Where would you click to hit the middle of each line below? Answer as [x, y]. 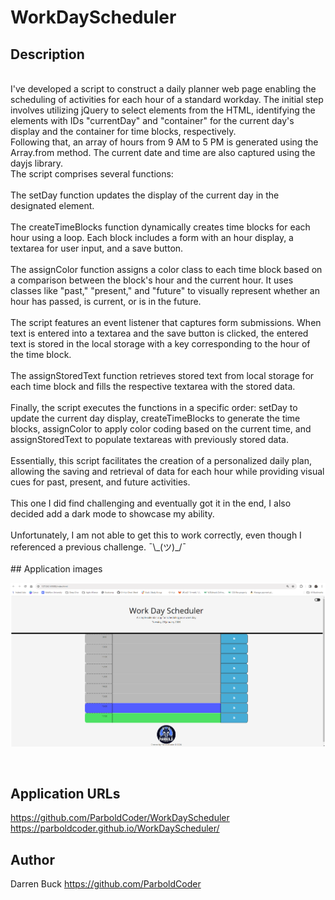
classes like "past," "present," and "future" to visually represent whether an [165, 290]
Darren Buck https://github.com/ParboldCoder [106, 884]
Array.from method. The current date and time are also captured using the [163, 152]
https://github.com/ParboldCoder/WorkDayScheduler [120, 818]
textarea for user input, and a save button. [97, 248]
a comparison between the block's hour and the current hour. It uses [152, 280]
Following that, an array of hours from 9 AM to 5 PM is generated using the [164, 142]
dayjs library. [37, 163]
